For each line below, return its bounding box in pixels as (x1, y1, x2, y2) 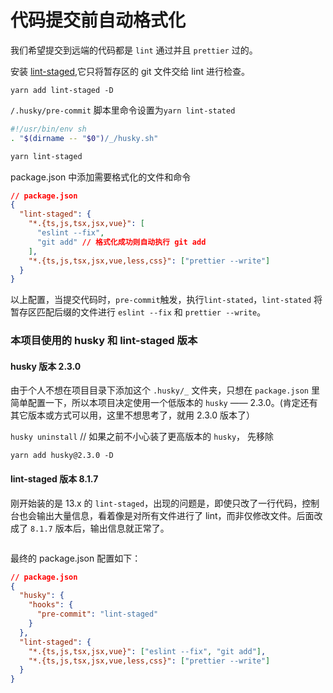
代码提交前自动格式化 (10, 9, 187, 32)
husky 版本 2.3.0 (10, 360, 82, 372)
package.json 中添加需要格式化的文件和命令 (10, 171, 192, 183)
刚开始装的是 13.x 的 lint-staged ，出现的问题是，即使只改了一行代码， (10, 497, 303, 509)
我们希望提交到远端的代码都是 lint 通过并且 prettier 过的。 (10, 44, 258, 56)
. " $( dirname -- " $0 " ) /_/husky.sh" (10, 133, 159, 143)
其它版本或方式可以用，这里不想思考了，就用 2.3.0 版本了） (10, 409, 255, 421)
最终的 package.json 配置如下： (10, 552, 142, 564)
